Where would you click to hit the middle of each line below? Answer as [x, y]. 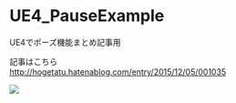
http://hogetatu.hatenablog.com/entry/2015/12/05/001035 [118, 72]
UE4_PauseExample [87, 16]
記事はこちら [33, 61]
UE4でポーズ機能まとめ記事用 [65, 42]
